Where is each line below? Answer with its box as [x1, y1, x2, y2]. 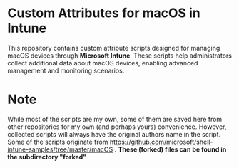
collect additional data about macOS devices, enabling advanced [7, 58, 198, 67]
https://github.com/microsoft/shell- [109, 137, 213, 146]
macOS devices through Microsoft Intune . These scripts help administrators [7, 51, 232, 60]
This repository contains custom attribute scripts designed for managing [7, 43, 220, 52]
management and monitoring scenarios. [7, 66, 125, 75]
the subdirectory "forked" [7, 152, 87, 161]
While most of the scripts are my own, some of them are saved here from [7, 115, 223, 123]
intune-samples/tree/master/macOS [7, 145, 113, 154]
